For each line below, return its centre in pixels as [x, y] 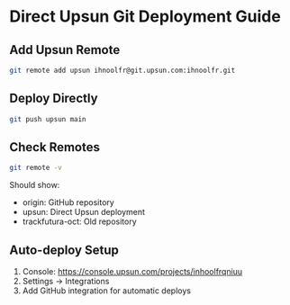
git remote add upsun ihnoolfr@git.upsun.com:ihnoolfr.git [122, 70]
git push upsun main [48, 119]
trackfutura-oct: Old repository [79, 221]
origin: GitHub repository [68, 202]
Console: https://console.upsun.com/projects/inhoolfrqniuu [132, 272]
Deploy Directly [54, 99]
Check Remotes [55, 147]
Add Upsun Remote [65, 50]
